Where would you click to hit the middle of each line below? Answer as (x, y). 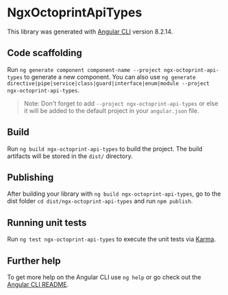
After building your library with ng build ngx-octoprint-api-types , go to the (114, 194)
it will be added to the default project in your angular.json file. (112, 110)
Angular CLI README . (38, 284)
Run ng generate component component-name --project (84, 69)
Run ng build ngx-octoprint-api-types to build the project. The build (105, 149)
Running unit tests (47, 223)
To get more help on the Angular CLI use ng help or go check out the (104, 277)
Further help (34, 260)
